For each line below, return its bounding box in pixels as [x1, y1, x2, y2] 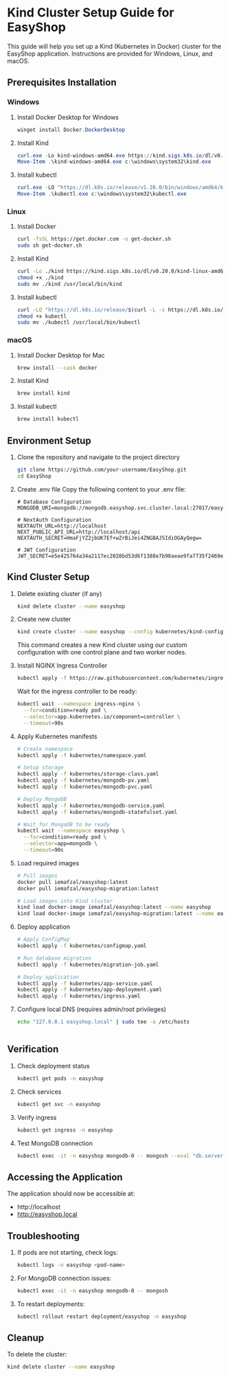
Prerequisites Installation [7, 77, 117, 89]
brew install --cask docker [16, 364, 97, 371]
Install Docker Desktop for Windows [16, 113, 119, 121]
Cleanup [7, 1332, 45, 1344]
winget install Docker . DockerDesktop [16, 126, 126, 133]
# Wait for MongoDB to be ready [16, 821, 110, 828]
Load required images [16, 859, 80, 867]
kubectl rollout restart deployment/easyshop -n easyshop [16, 1313, 187, 1320]
